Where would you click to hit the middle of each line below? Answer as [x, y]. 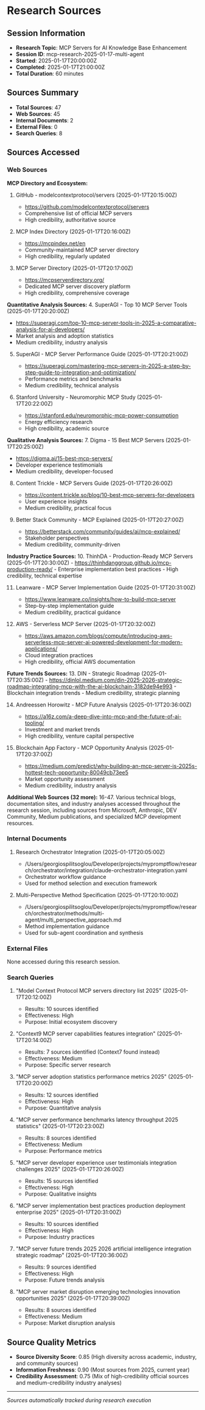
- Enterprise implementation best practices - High [116, 569]
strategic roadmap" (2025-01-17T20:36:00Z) [72, 1255]
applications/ [41, 649]
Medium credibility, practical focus [68, 508]
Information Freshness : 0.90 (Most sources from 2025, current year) [103, 1370]
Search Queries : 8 [39, 133]
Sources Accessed [43, 153]
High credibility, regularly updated [67, 256]
